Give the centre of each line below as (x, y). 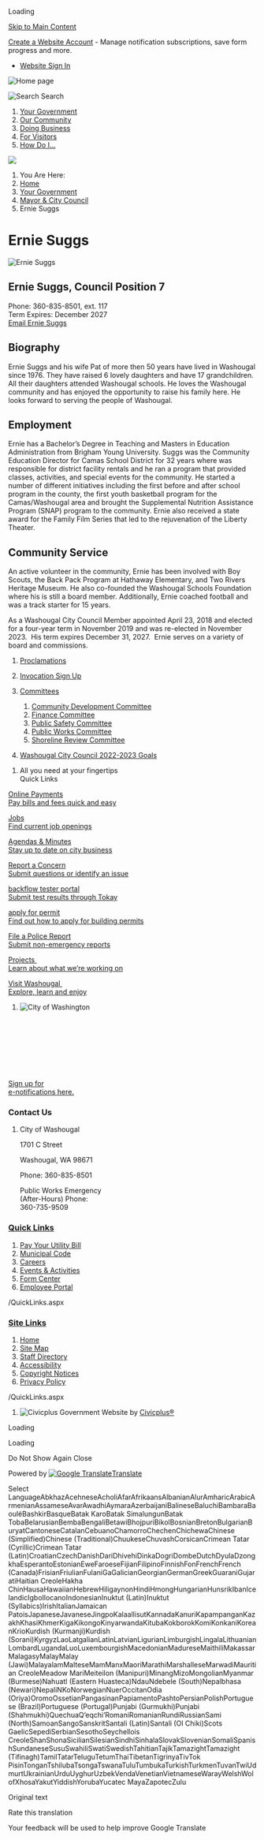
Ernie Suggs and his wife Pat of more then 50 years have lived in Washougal (132, 367)
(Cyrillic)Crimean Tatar (45, 1547)
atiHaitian (24, 1581)
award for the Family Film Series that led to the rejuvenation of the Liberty (128, 519)
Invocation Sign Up (50, 676)
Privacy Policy (43, 1382)
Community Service (58, 552)
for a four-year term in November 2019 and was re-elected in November (125, 629)
